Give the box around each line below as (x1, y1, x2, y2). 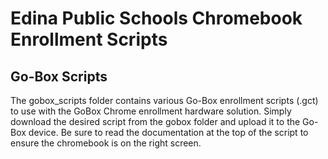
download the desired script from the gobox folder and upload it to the (10, 116, 301, 127)
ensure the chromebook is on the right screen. (10, 137, 202, 149)
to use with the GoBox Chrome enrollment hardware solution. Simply (10, 105, 292, 117)
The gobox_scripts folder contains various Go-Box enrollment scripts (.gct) (10, 95, 319, 106)
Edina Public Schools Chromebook (10, 7, 303, 30)
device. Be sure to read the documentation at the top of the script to (28, 127, 309, 138)
